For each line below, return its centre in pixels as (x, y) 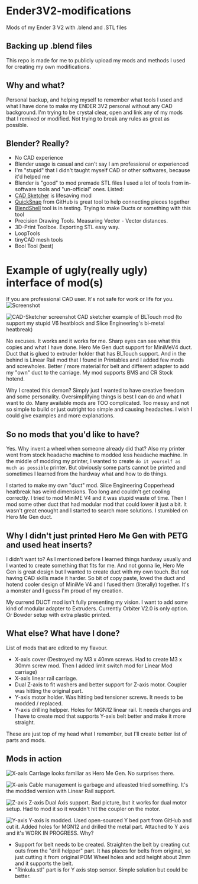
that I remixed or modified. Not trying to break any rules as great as (88, 118)
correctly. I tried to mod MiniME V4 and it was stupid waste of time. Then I (96, 498)
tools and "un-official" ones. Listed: (81, 189)
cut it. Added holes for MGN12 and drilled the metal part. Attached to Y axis (98, 826)
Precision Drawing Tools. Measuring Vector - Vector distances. (91, 221)
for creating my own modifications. (49, 66)
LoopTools (27, 233)
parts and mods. (26, 740)
